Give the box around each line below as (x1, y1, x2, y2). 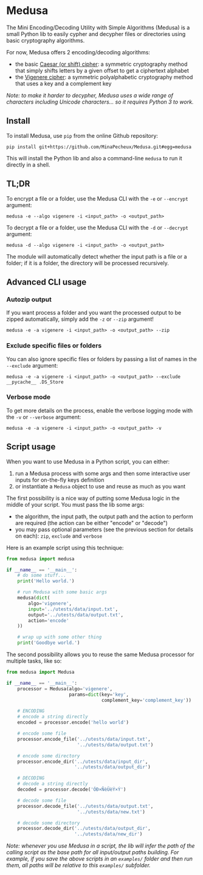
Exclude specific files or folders (6, 341, 102, 350)
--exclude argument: (6, 362, 58, 369)
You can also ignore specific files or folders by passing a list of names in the (6, 355, 198, 363)
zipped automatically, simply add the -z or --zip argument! (6, 315, 154, 323)
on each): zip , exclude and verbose (15, 532, 103, 540)
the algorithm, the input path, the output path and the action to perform (15, 513, 193, 520)
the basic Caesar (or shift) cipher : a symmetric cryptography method (15, 60, 188, 68)
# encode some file (17, 730, 67, 737)
